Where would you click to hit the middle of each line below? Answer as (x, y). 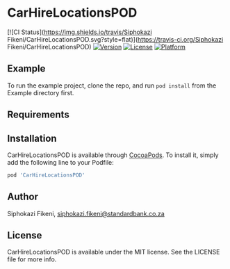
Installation (32, 138)
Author (23, 197)
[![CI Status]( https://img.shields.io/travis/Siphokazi (80, 32)
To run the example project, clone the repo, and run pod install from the (112, 85)
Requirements (38, 115)
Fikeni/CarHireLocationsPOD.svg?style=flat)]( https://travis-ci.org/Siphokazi (115, 39)
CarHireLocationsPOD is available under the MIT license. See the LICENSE (114, 252)
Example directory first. (41, 92)
